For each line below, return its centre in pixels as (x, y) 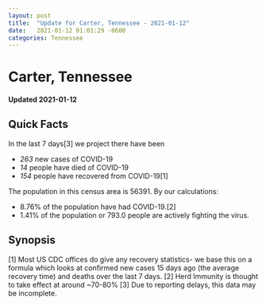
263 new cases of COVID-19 (66, 159)
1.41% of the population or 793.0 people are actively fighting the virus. (135, 215)
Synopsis (32, 240)
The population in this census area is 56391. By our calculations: (114, 191)
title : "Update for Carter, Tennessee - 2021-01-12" (99, 23)
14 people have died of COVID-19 (74, 167)
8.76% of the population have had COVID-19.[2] (98, 207)
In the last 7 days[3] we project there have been (87, 143)
